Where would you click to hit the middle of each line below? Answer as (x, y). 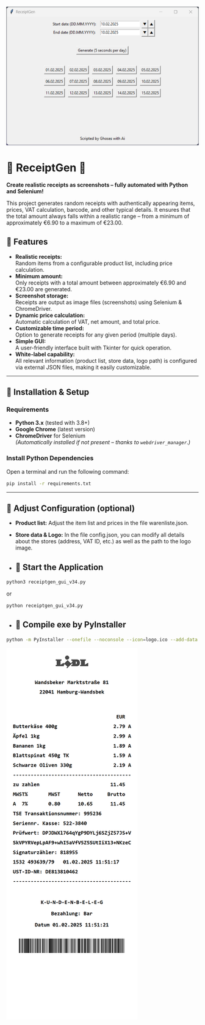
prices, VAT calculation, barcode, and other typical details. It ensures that (99, 209)
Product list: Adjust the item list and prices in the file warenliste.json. (102, 523)
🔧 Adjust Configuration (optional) (71, 508)
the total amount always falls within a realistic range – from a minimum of (98, 216)
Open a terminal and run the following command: (68, 471)
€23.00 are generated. (43, 289)
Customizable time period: (49, 328)
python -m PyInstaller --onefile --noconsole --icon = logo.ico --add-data (102, 639)
